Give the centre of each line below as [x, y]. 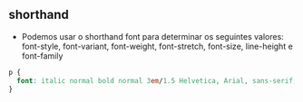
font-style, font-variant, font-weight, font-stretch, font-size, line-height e [157, 46]
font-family [42, 56]
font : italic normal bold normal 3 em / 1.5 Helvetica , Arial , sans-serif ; [157, 80]
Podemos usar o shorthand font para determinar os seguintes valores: [153, 36]
